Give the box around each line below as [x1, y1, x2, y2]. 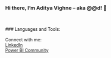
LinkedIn [5, 42, 23, 48]
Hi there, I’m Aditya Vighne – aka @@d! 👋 [5, 4, 107, 11]
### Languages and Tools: [5, 26, 60, 32]
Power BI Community [5, 47, 49, 54]
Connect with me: [5, 37, 41, 43]
